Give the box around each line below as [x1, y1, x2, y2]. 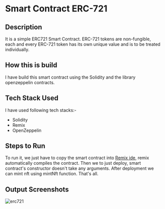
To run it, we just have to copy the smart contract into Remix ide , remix [5, 155, 150, 161]
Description [5, 23, 42, 31]
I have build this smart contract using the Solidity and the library [5, 74, 136, 80]
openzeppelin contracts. [5, 79, 55, 85]
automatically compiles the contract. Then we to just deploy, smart [5, 160, 141, 166]
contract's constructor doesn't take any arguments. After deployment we [5, 165, 154, 172]
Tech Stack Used [5, 94, 58, 103]
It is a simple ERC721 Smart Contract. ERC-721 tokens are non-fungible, [5, 36, 151, 42]
